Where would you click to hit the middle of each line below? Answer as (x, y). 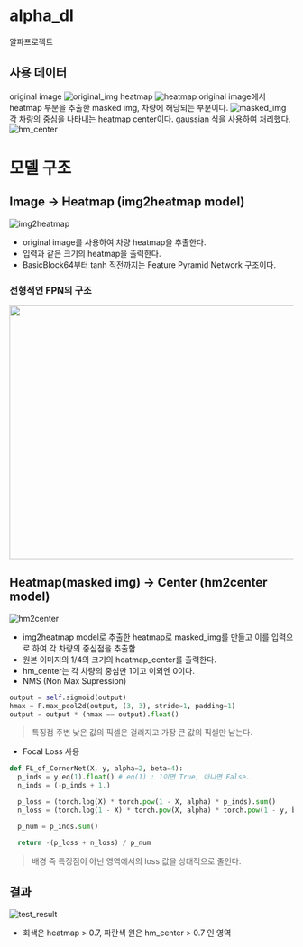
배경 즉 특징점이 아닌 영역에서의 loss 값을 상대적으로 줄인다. (136, 860)
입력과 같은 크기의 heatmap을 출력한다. (92, 253)
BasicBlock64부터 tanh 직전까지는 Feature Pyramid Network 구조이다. (149, 264)
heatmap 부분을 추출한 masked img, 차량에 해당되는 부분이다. (119, 107)
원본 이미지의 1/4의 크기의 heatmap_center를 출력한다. (119, 660)
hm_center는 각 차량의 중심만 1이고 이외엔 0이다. (109, 670)
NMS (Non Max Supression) (74, 680)
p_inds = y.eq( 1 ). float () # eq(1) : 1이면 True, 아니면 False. (134, 777)
